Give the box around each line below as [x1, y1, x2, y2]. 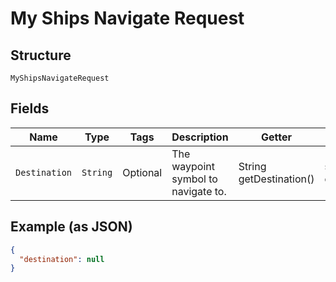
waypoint [171, 159, 215, 173]
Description [171, 130, 229, 144]
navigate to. [171, 184, 227, 198]
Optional [122, 165, 163, 179]
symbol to [171, 172, 218, 186]
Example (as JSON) [10, 218, 133, 236]
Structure [10, 47, 72, 64]
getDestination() [238, 172, 315, 186]
